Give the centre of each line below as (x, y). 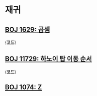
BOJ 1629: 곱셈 (27, 29)
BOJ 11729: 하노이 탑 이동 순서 (48, 59)
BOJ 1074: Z (24, 87)
